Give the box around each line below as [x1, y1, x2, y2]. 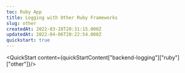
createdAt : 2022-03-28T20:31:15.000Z [6, 26, 102, 32]
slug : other [6, 20, 36, 26]
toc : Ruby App [6, 9, 42, 15]
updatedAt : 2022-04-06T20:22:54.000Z [6, 32, 102, 38]
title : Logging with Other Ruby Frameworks [6, 15, 118, 21]
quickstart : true [6, 37, 50, 43]
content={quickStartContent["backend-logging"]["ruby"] [37, 54, 180, 61]
